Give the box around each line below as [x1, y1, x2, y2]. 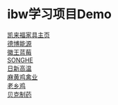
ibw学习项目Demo [7, 6, 112, 22]
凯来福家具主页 [7, 31, 50, 39]
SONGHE [7, 56, 33, 64]
